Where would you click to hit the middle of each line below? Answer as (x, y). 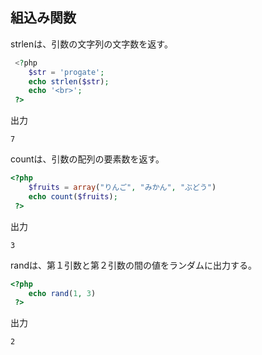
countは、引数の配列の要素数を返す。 (87, 159)
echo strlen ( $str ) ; (69, 81)
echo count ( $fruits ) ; (73, 196)
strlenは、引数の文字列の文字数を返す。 (91, 44)
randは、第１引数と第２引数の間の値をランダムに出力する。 (133, 265)
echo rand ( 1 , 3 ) (62, 293)
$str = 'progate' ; (66, 72)
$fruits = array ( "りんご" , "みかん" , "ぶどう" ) (122, 188)
